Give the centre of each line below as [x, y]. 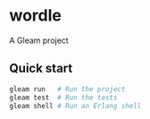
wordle [36, 16]
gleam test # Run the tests [63, 98]
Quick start [41, 68]
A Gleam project [39, 40]
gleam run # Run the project [67, 89]
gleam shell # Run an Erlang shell [75, 106]
